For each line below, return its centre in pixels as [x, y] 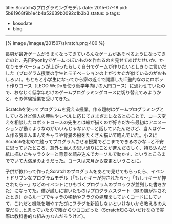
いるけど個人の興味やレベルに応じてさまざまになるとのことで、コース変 [90, 116]
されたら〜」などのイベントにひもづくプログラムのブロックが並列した [79, 184]
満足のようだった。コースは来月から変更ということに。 [86, 161]
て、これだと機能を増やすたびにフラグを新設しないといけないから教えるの [84, 203]
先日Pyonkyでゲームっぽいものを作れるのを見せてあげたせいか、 [91, 60]
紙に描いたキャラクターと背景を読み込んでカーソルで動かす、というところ [83, 154]
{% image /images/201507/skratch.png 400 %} [55, 43]
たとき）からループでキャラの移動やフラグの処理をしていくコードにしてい [84, 197]
